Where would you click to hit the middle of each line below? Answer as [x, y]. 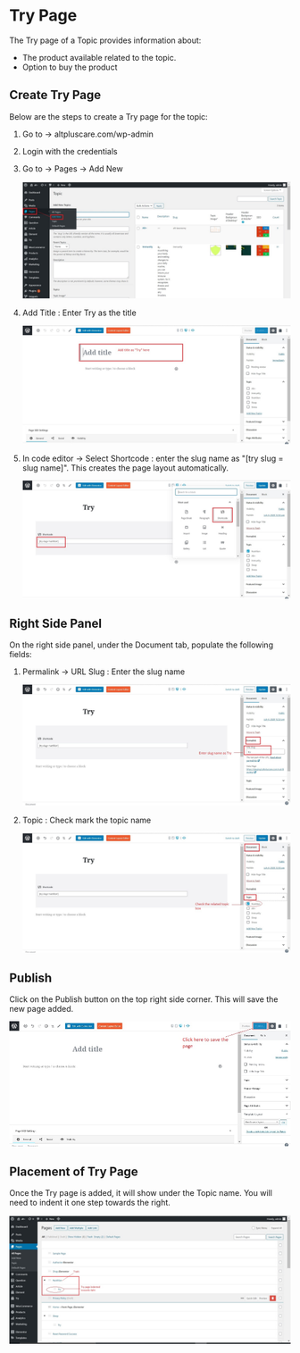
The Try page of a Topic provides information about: [105, 40]
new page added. [42, 1009]
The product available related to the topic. [99, 57]
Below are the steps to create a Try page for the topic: [108, 116]
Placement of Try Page [74, 1171]
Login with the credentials [70, 151]
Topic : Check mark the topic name [87, 820]
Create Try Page [55, 95]
